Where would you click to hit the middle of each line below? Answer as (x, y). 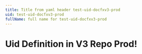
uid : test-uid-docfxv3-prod (35, 14)
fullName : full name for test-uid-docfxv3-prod (56, 19)
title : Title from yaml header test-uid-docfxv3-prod (63, 10)
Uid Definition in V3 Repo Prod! (71, 44)
